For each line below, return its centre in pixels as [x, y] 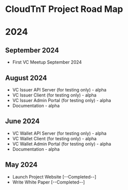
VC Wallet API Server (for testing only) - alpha [60, 133]
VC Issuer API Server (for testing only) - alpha [59, 90]
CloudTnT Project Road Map [64, 9]
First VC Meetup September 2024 [47, 62]
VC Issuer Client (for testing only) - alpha [54, 95]
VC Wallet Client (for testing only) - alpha [55, 138]
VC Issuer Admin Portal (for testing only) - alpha [62, 100]
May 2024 [21, 165]
